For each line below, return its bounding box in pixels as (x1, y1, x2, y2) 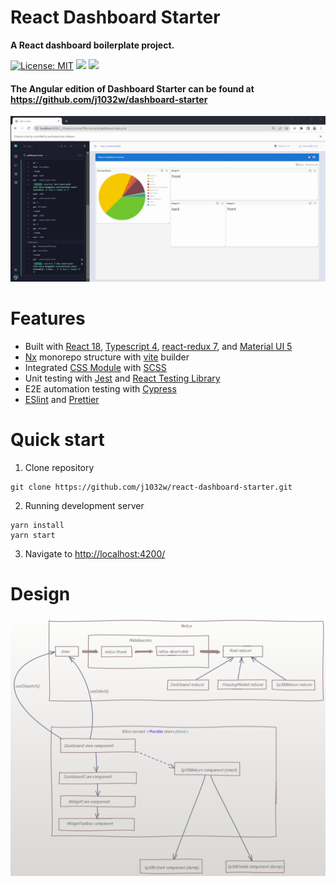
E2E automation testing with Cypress (24, 382, 177, 395)
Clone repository (24, 461, 95, 473)
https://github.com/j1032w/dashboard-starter (10, 93, 208, 105)
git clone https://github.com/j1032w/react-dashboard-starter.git (10, 482, 293, 492)
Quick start (10, 429, 105, 451)
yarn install (10, 520, 65, 530)
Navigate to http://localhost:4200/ (24, 547, 166, 560)
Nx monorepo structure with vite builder (24, 351, 190, 363)
